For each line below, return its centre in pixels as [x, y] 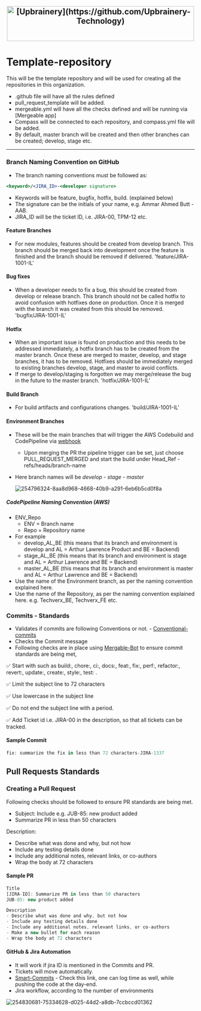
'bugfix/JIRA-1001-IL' [41, 316]
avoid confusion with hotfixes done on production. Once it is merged [99, 302]
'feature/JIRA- [172, 256]
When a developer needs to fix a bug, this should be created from [96, 290]
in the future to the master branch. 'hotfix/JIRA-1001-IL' [83, 380]
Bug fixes [18, 277]
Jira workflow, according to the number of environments [84, 990]
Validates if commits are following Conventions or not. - [83, 628]
